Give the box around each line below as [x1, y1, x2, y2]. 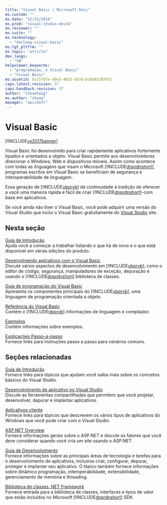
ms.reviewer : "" [5, 26, 39, 31]
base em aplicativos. [5, 195, 48, 201]
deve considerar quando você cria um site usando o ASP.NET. [5, 438, 133, 444]
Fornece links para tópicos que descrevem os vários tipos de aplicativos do [5, 412, 161, 418]
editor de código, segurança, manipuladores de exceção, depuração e [5, 268, 150, 274]
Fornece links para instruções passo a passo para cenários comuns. [5, 338, 146, 344]
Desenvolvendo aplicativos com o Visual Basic [5, 257, 101, 263]
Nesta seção [5, 224, 45, 233]
